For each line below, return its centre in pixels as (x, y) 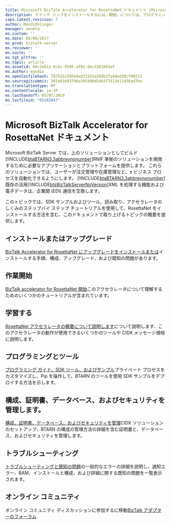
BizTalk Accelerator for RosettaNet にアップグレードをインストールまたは (82, 252)
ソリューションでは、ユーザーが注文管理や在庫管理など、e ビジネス (80, 172)
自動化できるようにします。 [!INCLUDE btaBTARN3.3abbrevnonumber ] (92, 178)
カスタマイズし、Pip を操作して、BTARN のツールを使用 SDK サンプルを (81, 376)
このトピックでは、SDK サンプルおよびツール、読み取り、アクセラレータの (84, 202)
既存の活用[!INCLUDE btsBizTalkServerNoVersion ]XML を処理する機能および (85, 185)
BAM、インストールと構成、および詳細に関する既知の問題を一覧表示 (91, 473)
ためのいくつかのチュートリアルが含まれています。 (59, 295)
